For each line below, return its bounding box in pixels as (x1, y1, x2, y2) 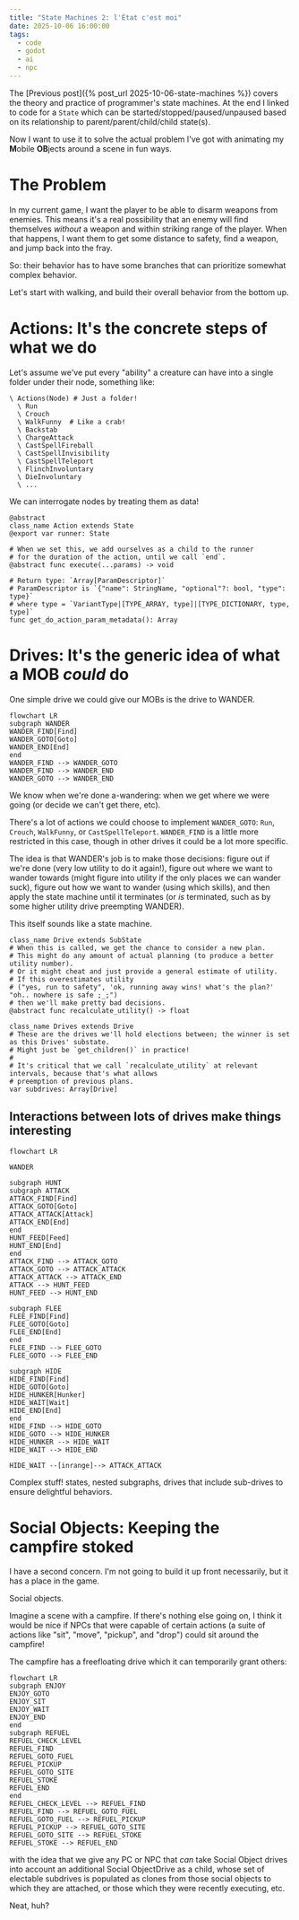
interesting (9, 1123, 72, 1139)
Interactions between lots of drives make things (9, 1109, 282, 1124)
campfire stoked (9, 1536, 134, 1557)
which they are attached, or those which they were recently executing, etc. (9, 1883, 286, 1894)
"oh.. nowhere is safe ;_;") (9, 991, 118, 999)
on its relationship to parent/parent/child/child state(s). (9, 116, 210, 127)
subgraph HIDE (9, 1366, 63, 1375)
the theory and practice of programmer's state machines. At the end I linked (9, 97, 289, 108)
